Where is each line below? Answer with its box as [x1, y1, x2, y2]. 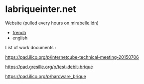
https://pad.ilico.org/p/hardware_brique [5, 73, 86, 79]
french [12, 29, 26, 35]
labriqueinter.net [5, 3, 76, 15]
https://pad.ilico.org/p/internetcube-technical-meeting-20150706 [5, 54, 139, 60]
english [12, 35, 28, 41]
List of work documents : [5, 44, 56, 50]
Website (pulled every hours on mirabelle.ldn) [5, 20, 99, 26]
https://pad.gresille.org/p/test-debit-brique [5, 64, 93, 70]
